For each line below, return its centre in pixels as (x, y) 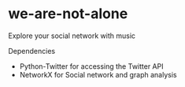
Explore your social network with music (72, 36)
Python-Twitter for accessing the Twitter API (91, 66)
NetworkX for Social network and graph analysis (98, 74)
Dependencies (32, 51)
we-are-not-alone (68, 14)
